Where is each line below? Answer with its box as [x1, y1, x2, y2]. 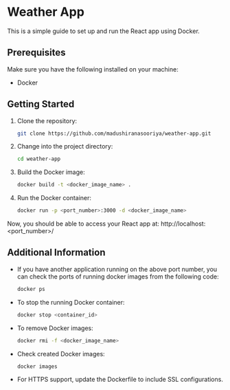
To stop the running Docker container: [16, 298, 125, 306]
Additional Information [7, 247, 106, 259]
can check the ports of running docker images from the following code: [16, 272, 219, 281]
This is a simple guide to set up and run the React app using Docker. [7, 27, 200, 35]
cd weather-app [16, 155, 61, 162]
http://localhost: [160, 219, 206, 228]
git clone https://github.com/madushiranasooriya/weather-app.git [16, 130, 211, 137]
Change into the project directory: [16, 142, 113, 151]
